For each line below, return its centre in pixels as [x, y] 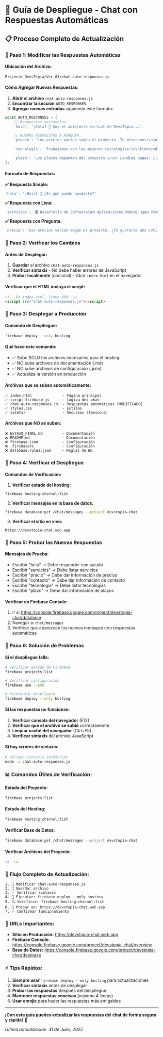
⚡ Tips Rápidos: [24, 968]
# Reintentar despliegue [30, 694]
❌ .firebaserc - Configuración [50, 446]
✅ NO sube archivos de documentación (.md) [57, 363]
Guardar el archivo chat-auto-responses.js [55, 265]
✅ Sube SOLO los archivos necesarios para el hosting [66, 357]
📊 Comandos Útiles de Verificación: [49, 774]
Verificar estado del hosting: [41, 485]
